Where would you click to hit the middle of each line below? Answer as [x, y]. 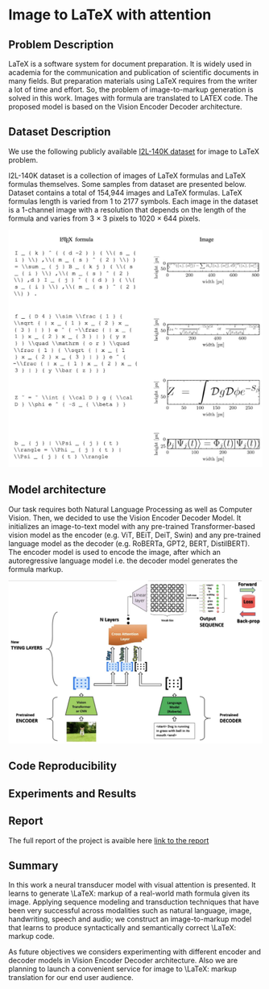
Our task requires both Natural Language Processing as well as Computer [130, 509]
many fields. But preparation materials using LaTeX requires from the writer [133, 81]
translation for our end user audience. [71, 978]
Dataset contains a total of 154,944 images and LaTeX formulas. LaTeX [126, 192]
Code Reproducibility [62, 766]
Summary [33, 865]
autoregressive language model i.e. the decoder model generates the [123, 561]
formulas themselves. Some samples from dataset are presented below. [128, 184]
